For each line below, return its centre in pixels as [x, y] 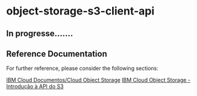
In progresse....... [40, 34]
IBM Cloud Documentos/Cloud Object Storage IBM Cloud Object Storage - [98, 80]
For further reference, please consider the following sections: [82, 68]
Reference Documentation [57, 53]
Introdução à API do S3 [35, 86]
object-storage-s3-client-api [80, 11]
